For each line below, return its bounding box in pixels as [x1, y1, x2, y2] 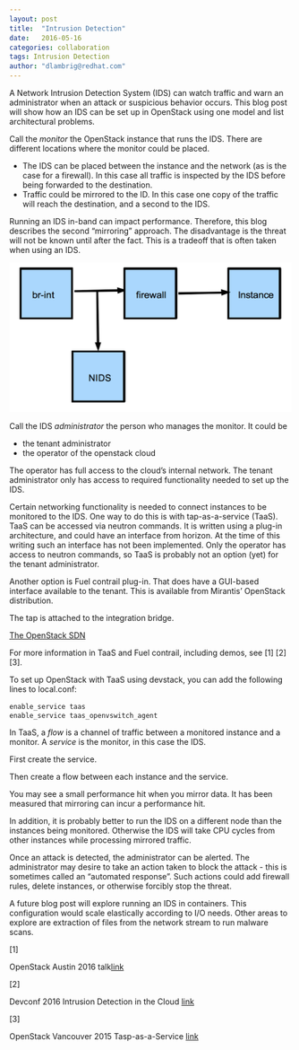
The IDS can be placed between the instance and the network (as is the [21, 161, 287, 171]
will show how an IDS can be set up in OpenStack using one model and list [9, 107, 285, 117]
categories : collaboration [9, 43, 110, 52]
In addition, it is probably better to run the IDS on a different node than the [9, 816, 282, 827]
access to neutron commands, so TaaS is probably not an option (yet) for [9, 549, 279, 560]
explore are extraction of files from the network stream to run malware [9, 917, 269, 928]
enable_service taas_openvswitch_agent [9, 712, 158, 721]
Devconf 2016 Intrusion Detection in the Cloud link [9, 996, 195, 1007]
